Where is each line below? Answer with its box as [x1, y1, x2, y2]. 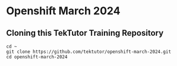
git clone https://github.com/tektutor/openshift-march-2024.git [6, 49, 171, 55]
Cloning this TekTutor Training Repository [6, 28, 164, 38]
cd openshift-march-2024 [6, 54, 68, 60]
